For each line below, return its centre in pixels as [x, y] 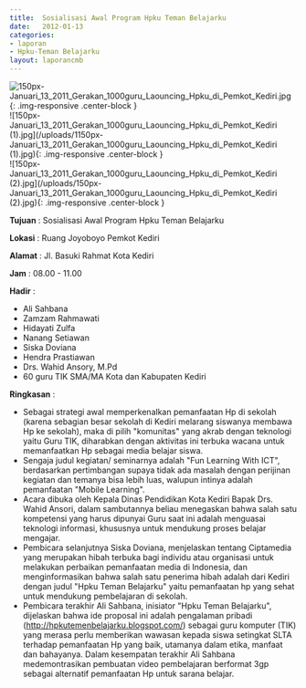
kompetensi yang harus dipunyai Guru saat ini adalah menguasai [144, 518]
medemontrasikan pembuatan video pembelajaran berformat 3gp [146, 664]
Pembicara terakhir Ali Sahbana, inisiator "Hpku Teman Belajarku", [147, 606]
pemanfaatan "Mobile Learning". [84, 490]
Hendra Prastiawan [59, 357]
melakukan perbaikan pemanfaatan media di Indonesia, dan [135, 567]
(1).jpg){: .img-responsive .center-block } [86, 154]
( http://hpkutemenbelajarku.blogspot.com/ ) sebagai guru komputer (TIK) [159, 625]
